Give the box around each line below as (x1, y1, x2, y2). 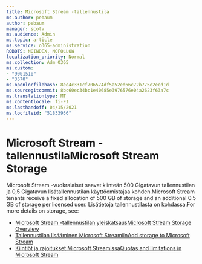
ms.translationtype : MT (6, 93, 67, 99)
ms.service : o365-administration (6, 43, 91, 49)
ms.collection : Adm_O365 (6, 59, 69, 65)
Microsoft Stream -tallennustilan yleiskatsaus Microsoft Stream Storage (15, 219, 192, 227)
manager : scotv (6, 25, 45, 32)
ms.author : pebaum (6, 14, 53, 21)
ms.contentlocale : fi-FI (6, 98, 69, 105)
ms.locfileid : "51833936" (6, 110, 71, 116)
